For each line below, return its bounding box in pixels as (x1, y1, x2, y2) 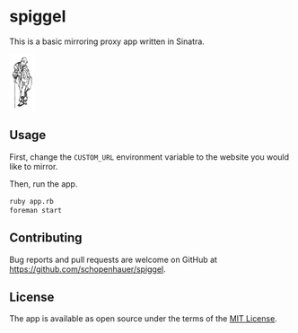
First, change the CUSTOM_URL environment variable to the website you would (9, 151, 290, 162)
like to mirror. (9, 161, 58, 171)
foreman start (9, 206, 63, 215)
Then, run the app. (9, 178, 78, 189)
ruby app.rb (9, 197, 54, 206)
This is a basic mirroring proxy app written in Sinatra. (9, 36, 205, 47)
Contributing (9, 231, 83, 246)
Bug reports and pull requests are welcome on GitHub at (9, 254, 218, 265)
